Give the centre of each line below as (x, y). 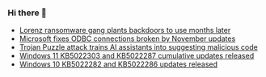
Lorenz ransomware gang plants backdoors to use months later (125, 30)
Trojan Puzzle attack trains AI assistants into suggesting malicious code (138, 47)
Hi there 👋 (27, 13)
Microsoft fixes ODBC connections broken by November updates (127, 38)
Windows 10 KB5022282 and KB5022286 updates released (118, 64)
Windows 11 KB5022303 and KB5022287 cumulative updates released (137, 56)
